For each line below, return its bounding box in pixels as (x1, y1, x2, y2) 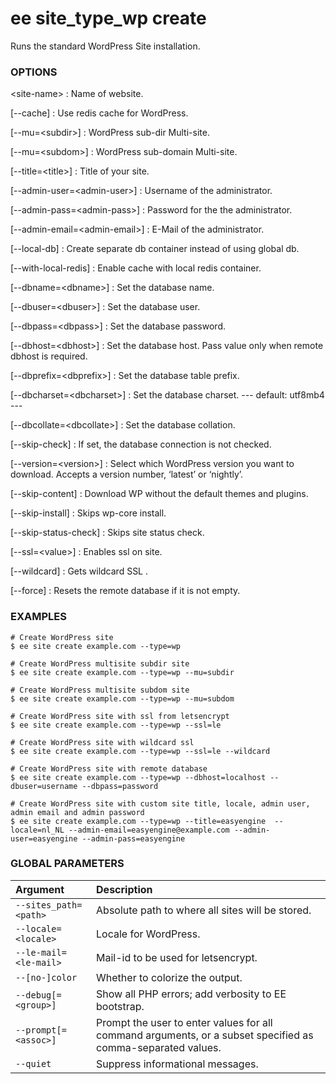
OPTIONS (10, 65, 58, 79)
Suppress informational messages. (96, 1057, 259, 1071)
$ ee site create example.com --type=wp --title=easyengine (10, 816, 267, 826)
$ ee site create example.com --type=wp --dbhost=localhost (10, 772, 267, 782)
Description (96, 882, 153, 896)
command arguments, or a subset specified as (96, 1028, 314, 1042)
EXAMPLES (10, 610, 67, 624)
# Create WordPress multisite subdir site (10, 658, 190, 669)
